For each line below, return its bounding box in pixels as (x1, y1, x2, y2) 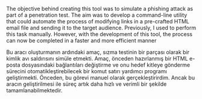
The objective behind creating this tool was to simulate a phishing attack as (6, 5, 194, 12)
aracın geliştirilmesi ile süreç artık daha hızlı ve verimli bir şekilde (6, 80, 167, 88)
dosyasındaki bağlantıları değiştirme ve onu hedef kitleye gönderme (21, 61, 191, 68)
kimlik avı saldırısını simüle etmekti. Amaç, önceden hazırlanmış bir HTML (6, 55, 188, 62)
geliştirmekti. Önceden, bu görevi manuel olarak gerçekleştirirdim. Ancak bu (6, 74, 195, 81)
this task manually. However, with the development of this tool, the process (6, 31, 193, 38)
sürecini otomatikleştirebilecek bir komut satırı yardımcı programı (6, 68, 167, 74)
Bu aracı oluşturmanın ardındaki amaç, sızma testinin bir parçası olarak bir (6, 49, 190, 56)
